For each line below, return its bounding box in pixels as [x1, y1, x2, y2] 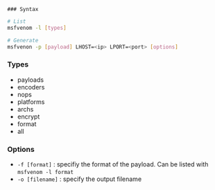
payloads [17, 76, 44, 84]
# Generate [7, 37, 39, 44]
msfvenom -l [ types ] [7, 24, 67, 31]
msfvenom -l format [17, 169, 74, 176]
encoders [17, 83, 45, 91]
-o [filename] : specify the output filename [17, 175, 142, 183]
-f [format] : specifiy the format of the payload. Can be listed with [17, 160, 209, 169]
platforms [17, 97, 45, 106]
